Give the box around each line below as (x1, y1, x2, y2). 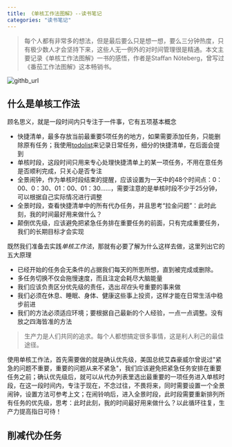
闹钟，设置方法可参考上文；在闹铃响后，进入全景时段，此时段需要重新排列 (7, 390, 219, 399)
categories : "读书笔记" (7, 17, 71, 24)
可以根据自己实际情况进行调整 (17, 193, 102, 201)
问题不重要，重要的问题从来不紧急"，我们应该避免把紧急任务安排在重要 (19, 364, 222, 372)
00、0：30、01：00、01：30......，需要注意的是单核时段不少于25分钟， (17, 184, 221, 192)
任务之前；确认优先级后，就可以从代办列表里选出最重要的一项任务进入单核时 (7, 373, 225, 381)
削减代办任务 (7, 430, 62, 441)
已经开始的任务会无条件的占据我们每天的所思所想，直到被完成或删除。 (17, 266, 217, 274)
